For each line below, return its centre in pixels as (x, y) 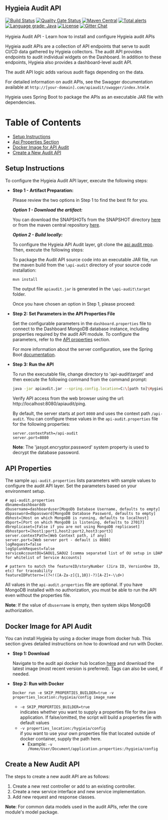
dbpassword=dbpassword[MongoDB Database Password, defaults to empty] (80, 514)
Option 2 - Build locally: (37, 235)
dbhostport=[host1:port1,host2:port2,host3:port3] (59, 531)
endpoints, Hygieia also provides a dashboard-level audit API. (69, 62)
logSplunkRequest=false (30, 549)
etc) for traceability (29, 571)
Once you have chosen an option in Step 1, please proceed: (74, 304)
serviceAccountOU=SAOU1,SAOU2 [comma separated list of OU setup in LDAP (84, 553)
